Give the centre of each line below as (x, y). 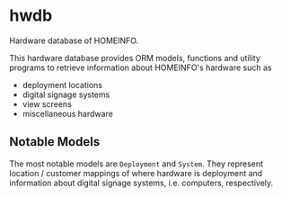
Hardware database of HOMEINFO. (74, 40)
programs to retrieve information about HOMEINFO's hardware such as (141, 67)
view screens (47, 103)
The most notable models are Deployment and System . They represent (136, 164)
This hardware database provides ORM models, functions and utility (135, 58)
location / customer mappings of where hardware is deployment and (136, 173)
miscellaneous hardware (68, 113)
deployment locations (62, 85)
